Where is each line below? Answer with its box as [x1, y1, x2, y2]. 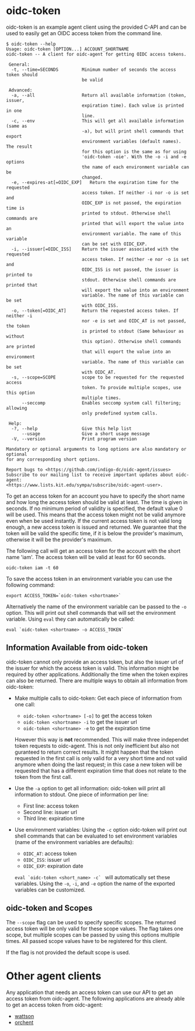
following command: [6, 581, 55, 588]
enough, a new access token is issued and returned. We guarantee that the [6, 523, 187, 530]
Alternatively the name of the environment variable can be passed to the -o [6, 603, 187, 610]
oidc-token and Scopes [6, 903, 93, 913]
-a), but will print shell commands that [81, 128, 184, 134]
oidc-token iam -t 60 [6, 564, 59, 571]
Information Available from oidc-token [6, 643, 148, 653]
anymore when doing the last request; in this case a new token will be [14, 761, 183, 768]
